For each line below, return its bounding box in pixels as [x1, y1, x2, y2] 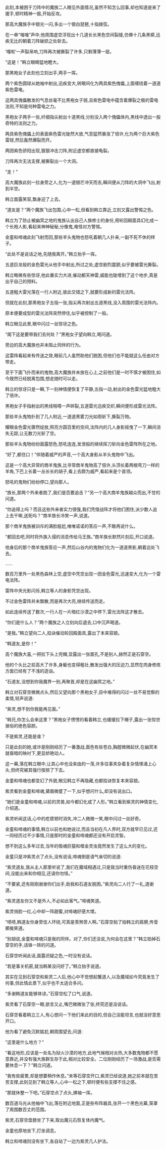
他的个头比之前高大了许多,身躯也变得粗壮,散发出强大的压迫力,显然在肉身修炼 [5, 662, 161, 668]
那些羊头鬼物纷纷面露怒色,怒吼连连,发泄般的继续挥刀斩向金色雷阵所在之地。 [5, 441, 160, 447]
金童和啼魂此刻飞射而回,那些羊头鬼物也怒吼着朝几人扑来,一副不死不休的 [5, 234, 151, 240]
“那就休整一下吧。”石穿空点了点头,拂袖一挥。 [5, 1090, 95, 1095]
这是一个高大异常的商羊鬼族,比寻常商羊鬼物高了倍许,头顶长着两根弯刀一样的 [5, 462, 160, 468]
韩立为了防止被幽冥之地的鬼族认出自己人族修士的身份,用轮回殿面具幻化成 [5, 217, 155, 223]
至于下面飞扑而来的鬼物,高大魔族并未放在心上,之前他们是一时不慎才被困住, [5, 369, 157, 375]
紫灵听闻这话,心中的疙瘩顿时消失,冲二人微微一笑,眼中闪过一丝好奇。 [5, 816, 144, 821]
